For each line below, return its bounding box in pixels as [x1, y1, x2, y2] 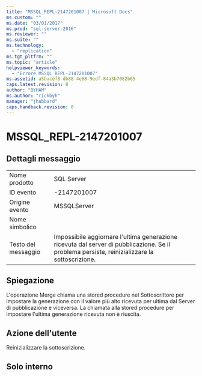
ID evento [9, 188, 37, 196]
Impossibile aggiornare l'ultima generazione [54, 232, 178, 241]
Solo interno [6, 362, 53, 372]
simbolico [9, 223, 37, 231]
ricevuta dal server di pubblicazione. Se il [54, 240, 170, 248]
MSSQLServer [54, 202, 94, 210]
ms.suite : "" [6, 37, 39, 43]
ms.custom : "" [6, 14, 42, 20]
